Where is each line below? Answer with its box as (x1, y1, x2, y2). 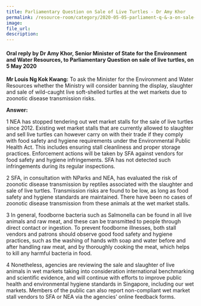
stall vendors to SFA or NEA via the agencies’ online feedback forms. (6, 293, 176, 301)
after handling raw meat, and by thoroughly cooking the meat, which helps (6, 244, 190, 251)
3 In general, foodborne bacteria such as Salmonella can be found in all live (6, 211, 192, 219)
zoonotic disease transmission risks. (6, 95, 96, 102)
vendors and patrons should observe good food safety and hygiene (6, 230, 173, 238)
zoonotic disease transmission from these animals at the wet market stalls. (6, 200, 190, 207)
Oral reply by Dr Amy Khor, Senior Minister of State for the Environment (6, 49, 187, 57)
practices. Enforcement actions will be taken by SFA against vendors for (6, 150, 184, 157)
